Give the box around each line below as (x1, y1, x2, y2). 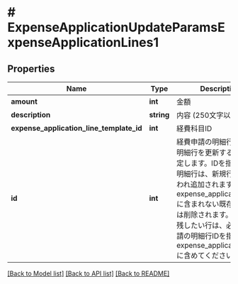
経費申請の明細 (176, 137, 227, 146)
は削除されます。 (176, 210, 233, 219)
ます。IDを (190, 158, 226, 168)
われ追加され (176, 180, 220, 189)
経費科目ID (176, 124, 212, 133)
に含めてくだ (176, 251, 220, 260)
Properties (7, 62, 55, 75)
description (11, 110, 51, 119)
